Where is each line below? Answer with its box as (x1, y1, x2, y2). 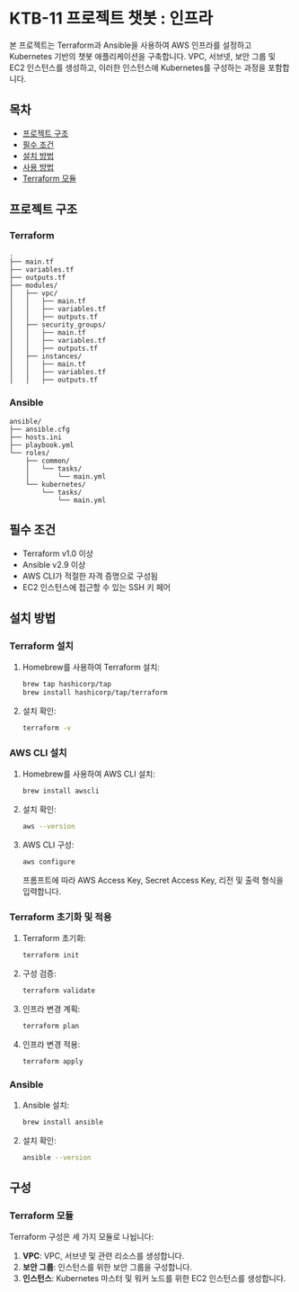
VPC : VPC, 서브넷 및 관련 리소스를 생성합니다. (22, 1251, 185, 1261)
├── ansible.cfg (9, 425, 70, 434)
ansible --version (22, 1153, 92, 1162)
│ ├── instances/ (9, 352, 83, 361)
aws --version (22, 822, 75, 831)
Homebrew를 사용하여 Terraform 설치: (22, 662, 160, 673)
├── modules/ (9, 281, 58, 291)
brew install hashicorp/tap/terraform (22, 688, 168, 697)
